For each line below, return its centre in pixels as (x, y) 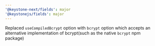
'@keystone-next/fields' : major (38, 9)
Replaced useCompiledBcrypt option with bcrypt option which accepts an (78, 28)
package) (15, 38)
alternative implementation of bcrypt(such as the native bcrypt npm (73, 33)
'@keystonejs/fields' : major (35, 14)
